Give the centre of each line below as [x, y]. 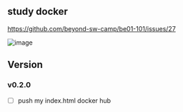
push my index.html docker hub [64, 100]
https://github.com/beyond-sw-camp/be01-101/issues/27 [92, 28]
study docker [38, 12]
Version [25, 65]
